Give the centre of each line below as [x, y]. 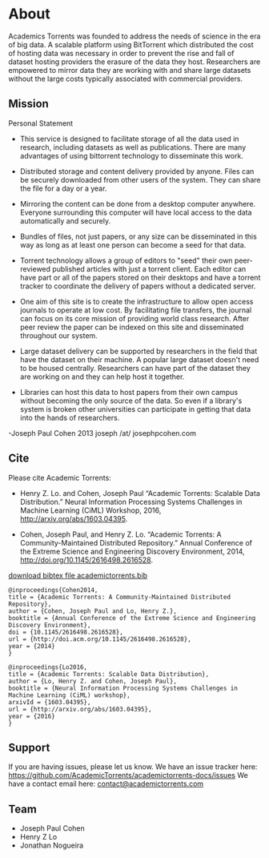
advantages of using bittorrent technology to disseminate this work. [132, 155]
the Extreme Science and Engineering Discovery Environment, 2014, [132, 551]
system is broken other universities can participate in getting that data [135, 409]
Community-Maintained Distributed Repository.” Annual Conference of [136, 542]
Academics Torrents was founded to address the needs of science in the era [134, 36]
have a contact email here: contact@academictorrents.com [106, 784]
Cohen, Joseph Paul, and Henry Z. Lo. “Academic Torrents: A [120, 534]
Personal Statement [41, 123]
